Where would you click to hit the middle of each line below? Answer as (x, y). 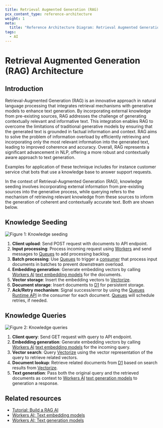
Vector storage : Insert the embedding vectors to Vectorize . (71, 279)
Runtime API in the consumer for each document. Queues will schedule (83, 295)
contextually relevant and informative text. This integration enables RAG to (79, 121)
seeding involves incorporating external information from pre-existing (74, 186)
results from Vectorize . (35, 368)
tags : (10, 32)
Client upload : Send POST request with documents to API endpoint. (80, 243)
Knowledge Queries (36, 316)
